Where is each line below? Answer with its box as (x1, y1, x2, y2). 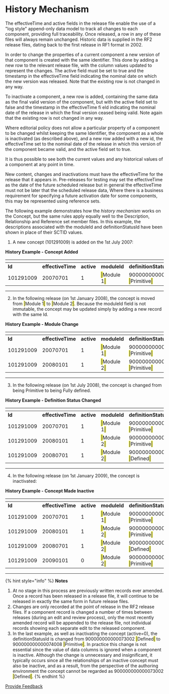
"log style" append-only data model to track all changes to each (5, 25, 138, 31)
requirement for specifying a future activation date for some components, (5, 192, 157, 199)
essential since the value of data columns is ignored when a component (12, 647, 162, 653)
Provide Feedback (5, 683, 43, 689)
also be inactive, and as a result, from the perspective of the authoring (12, 663, 158, 669)
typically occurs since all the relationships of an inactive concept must (12, 657, 158, 663)
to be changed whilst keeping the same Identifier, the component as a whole (5, 130, 163, 136)
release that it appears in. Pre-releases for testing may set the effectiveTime (5, 176, 163, 182)
